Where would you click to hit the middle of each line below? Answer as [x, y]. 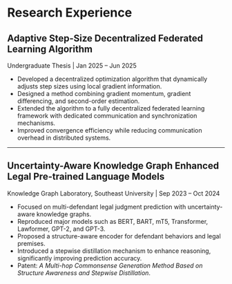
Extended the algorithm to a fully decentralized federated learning [111, 108]
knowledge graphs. [64, 214]
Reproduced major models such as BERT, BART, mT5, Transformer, [113, 221]
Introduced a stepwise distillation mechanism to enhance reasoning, [114, 251]
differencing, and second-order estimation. [78, 101]
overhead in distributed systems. [64, 138]
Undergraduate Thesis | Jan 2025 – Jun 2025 [72, 66]
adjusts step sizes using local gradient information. [89, 86]
